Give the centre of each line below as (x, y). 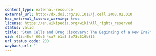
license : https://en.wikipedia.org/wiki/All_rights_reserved (69, 23)
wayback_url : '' (22, 46)
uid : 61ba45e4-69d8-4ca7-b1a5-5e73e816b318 (50, 37)
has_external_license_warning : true (42, 19)
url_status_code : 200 (27, 41)
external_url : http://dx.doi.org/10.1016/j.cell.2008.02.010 (69, 14)
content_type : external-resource (39, 9)
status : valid (20, 28)
